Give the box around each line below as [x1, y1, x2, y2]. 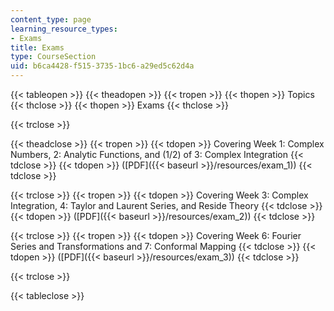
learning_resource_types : [10, 24, 118, 34]
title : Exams [10, 42, 65, 53]
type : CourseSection [10, 52, 97, 62]
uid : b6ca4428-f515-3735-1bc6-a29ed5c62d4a [10, 61, 195, 71]
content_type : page [10, 14, 92, 25]
